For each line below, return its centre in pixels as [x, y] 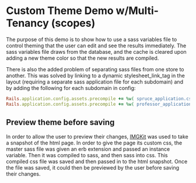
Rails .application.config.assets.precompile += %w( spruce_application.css [100, 99]
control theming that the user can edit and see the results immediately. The [96, 46]
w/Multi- [137, 11]
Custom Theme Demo [60, 11]
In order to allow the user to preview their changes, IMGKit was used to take [97, 136]
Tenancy [28, 23]
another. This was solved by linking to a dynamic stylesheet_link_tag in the [95, 75]
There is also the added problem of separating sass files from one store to [95, 69]
